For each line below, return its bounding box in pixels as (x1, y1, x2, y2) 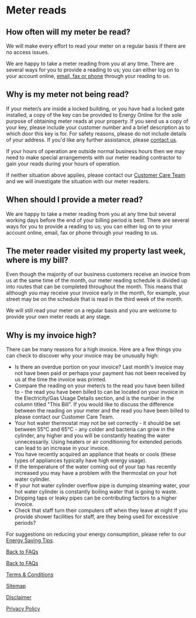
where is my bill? (6, 255, 68, 265)
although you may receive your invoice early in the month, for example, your (6, 289, 190, 296)
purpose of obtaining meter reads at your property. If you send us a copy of (6, 117, 189, 124)
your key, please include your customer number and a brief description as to (6, 124, 191, 131)
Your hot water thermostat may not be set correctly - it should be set (14, 420, 180, 427)
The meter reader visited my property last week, (6, 246, 186, 256)
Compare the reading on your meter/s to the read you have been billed (14, 382, 185, 389)
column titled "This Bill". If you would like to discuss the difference (14, 401, 174, 408)
